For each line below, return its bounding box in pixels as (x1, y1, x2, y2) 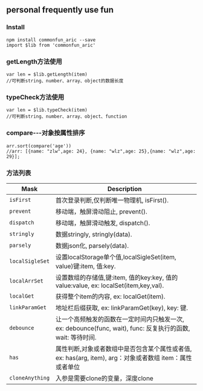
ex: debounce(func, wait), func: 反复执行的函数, (55, 324, 190, 332)
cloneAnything (9, 374, 50, 381)
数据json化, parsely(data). (55, 241, 129, 250)
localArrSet (9, 277, 44, 284)
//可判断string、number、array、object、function (6, 113, 127, 120)
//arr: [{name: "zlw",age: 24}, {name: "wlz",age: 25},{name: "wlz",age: (6, 148, 196, 154)
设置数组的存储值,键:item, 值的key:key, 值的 (55, 273, 178, 281)
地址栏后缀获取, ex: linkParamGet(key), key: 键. (55, 303, 188, 312)
